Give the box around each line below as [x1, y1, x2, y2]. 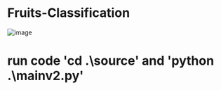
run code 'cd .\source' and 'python [7, 53, 215, 69]
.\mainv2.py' [7, 68, 84, 84]
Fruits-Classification [7, 5, 130, 21]
